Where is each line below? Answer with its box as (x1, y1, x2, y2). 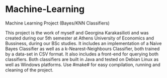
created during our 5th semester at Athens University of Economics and (5, 35, 154, 41)
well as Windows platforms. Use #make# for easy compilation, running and (5, 61, 160, 67)
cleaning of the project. (5, 66, 54, 73)
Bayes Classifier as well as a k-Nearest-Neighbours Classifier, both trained (5, 45, 160, 51)
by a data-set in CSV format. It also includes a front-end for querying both (5, 51, 159, 57)
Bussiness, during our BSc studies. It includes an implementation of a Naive (5, 40, 162, 46)
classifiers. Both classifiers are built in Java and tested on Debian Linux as (5, 56, 159, 62)
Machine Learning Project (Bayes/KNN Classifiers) (5, 20, 110, 26)
